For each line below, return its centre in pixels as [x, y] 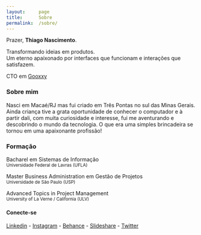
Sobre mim [23, 92]
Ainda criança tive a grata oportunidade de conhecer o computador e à [94, 111]
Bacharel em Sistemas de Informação [53, 159]
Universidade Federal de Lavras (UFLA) [47, 165]
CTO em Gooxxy [26, 77]
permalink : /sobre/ [32, 23]
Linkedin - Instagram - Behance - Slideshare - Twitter [73, 226]
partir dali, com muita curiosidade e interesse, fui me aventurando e [90, 117]
